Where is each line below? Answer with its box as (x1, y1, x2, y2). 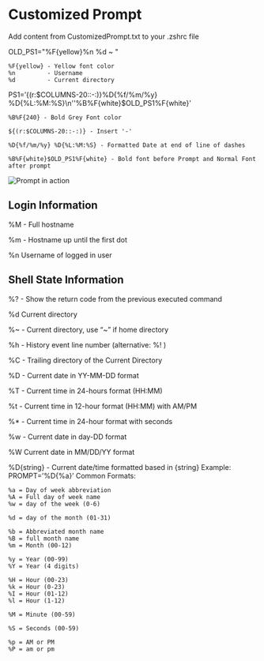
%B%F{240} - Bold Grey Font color (8, 113, 123, 122)
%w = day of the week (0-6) (8, 500, 101, 508)
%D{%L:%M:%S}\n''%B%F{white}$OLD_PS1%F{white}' (8, 98, 192, 107)
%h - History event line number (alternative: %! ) (8, 340, 167, 349)
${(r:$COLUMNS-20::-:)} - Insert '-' (8, 127, 133, 135)
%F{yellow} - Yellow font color (8, 62, 115, 70)
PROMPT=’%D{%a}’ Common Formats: (8, 471, 137, 480)
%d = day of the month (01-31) (8, 513, 111, 522)
